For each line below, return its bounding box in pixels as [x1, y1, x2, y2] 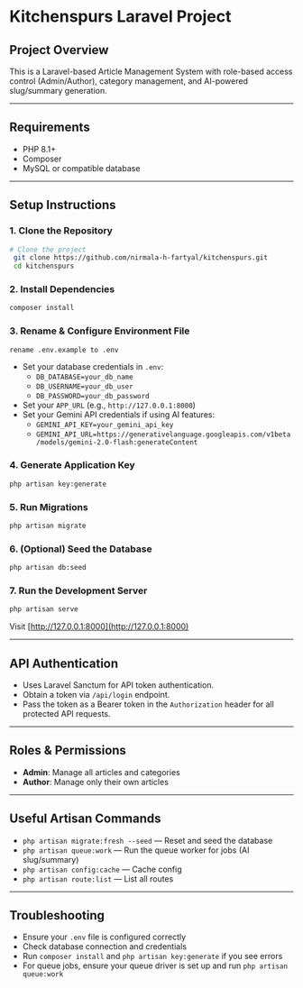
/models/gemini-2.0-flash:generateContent [35, 438, 198, 447]
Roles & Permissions [9, 743, 126, 758]
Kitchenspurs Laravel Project [9, 6, 232, 27]
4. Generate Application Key [9, 459, 135, 471]
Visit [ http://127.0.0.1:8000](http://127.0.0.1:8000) [9, 621, 189, 632]
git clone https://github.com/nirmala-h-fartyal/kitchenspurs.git [13, 253, 269, 262]
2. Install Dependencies [9, 283, 115, 296]
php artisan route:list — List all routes [22, 873, 174, 884]
